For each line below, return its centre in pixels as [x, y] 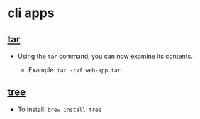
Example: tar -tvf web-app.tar [74, 70]
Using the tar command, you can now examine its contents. [105, 56]
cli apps [31, 13]
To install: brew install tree [60, 109]
